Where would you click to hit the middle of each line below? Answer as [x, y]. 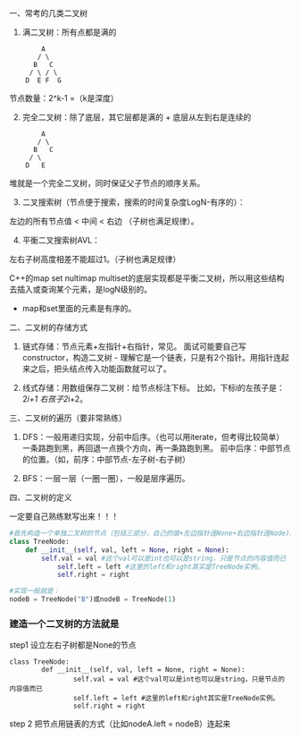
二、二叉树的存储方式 [48, 327]
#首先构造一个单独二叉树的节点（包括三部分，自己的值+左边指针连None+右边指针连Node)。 [153, 533]
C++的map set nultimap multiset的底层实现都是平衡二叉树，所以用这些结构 [147, 278]
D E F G [44, 81]
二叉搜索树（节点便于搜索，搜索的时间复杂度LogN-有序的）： [133, 202]
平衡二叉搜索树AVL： [61, 240]
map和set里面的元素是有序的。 [79, 308]
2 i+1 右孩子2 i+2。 [54, 399]
